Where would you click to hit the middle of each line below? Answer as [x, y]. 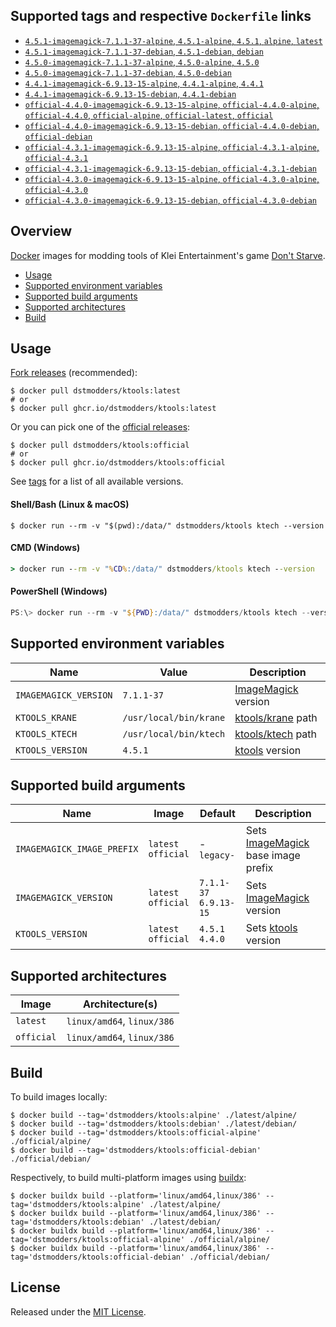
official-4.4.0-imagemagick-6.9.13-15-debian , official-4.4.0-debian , [172, 125]
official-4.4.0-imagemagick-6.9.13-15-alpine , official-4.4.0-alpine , [172, 104]
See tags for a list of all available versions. [97, 481]
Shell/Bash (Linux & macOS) [70, 505]
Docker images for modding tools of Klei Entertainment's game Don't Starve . [168, 255]
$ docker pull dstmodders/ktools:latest [96, 391]
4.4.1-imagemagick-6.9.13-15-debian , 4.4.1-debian [130, 93]
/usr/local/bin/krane [174, 717]
